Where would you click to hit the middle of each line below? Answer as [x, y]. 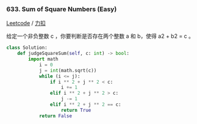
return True [76, 110]
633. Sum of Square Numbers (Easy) [62, 9]
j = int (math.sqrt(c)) [68, 70]
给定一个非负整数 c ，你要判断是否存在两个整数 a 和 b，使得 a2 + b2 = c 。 [100, 36]
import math [44, 59]
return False [55, 116]
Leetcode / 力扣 [26, 23]
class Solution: [27, 48]
